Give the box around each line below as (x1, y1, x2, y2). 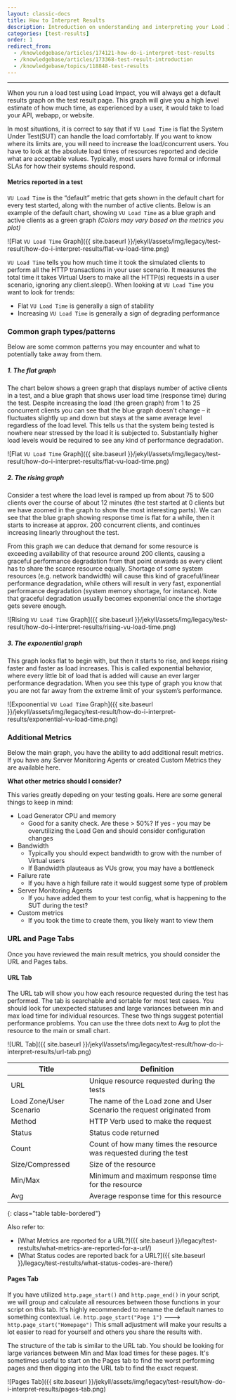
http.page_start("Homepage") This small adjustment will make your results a (7, 1321, 227, 1329)
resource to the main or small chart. (7, 1026, 110, 1035)
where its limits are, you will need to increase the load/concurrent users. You (7, 139, 229, 148)
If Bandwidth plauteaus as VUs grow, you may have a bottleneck (27, 864, 214, 872)
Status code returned (88, 1127, 159, 1137)
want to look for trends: (7, 287, 75, 296)
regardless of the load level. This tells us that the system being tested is (7, 421, 215, 429)
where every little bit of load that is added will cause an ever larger (7, 672, 200, 680)
